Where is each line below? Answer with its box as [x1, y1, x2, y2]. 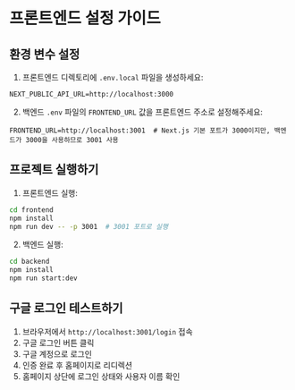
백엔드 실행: [21, 239, 64, 250]
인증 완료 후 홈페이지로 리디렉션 [21, 360, 132, 370]
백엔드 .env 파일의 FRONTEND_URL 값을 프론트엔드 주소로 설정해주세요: [21, 106, 264, 117]
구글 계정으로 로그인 [21, 348, 92, 359]
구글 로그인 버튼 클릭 [21, 337, 95, 348]
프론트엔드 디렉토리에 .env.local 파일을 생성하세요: [21, 72, 204, 82]
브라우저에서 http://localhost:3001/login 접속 [21, 326, 194, 336]
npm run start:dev [9, 274, 78, 283]
